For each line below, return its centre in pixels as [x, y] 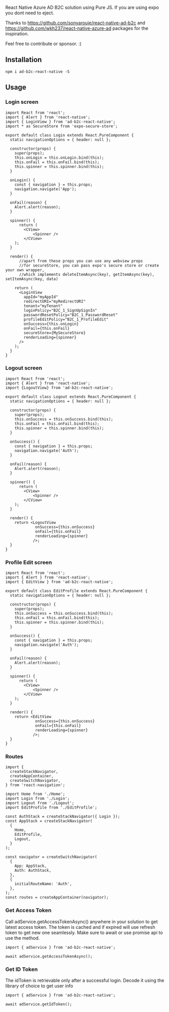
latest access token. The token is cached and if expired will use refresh [80, 927]
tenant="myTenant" [43, 306]
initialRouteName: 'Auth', [43, 884]
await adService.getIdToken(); [39, 1004]
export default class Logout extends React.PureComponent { [71, 397]
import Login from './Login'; [38, 799]
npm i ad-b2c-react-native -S [38, 71]
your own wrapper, [25, 270]
